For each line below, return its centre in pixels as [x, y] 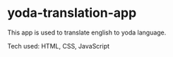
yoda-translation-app [72, 13]
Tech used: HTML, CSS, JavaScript [59, 46]
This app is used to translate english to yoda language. [87, 32]
